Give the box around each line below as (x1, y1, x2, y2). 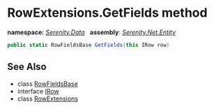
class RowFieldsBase (17, 79, 78, 88)
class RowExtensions (17, 94, 79, 103)
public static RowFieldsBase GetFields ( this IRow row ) (7, 41, 170, 48)
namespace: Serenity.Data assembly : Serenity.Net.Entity (7, 28, 176, 36)
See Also (7, 61, 47, 73)
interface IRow (17, 87, 59, 95)
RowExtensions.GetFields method (7, 5, 208, 21)
